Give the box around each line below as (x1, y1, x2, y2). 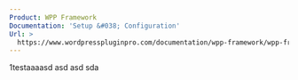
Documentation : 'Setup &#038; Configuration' (9, 21, 180, 30)
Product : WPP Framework (9, 12, 98, 22)
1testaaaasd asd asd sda (9, 62, 99, 73)
